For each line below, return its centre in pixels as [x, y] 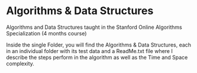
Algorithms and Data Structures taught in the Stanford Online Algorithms [94, 27]
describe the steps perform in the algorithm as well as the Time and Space [97, 57]
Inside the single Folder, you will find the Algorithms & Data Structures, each [98, 45]
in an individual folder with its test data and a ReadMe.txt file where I [89, 51]
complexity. [20, 64]
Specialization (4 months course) [46, 33]
